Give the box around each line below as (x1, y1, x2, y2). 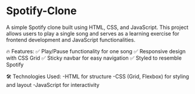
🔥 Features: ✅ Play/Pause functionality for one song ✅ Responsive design (6, 47, 186, 54)
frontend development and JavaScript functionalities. (6, 36, 136, 43)
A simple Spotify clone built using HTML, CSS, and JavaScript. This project (6, 24, 189, 31)
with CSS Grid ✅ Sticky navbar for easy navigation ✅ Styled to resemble (6, 54, 182, 61)
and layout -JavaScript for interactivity (6, 81, 100, 88)
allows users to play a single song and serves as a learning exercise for (6, 30, 180, 37)
